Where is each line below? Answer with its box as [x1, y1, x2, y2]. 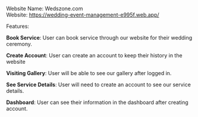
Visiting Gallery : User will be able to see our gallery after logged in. [6, 70, 172, 76]
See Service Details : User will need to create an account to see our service [6, 81, 191, 88]
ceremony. [6, 41, 33, 47]
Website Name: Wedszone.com [6, 5, 83, 12]
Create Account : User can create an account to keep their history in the [6, 52, 183, 58]
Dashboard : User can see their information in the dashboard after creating [6, 99, 188, 106]
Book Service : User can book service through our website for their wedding [6, 34, 193, 41]
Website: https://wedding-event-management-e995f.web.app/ [6, 11, 159, 18]
